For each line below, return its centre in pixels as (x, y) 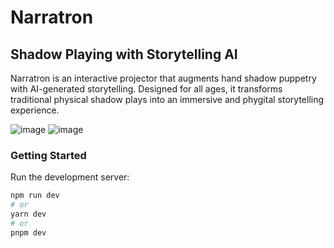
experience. (35, 110)
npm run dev (35, 196)
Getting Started (48, 155)
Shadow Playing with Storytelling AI (124, 54)
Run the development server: (70, 177)
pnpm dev (28, 232)
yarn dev (28, 214)
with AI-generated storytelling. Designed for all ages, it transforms (146, 89)
